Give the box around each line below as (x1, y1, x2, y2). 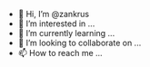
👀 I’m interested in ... (17, 18, 95, 29)
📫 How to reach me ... (17, 48, 103, 58)
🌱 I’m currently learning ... (17, 28, 115, 38)
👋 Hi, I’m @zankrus (17, 9, 90, 19)
